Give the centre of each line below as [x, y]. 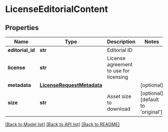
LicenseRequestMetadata [71, 85]
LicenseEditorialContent [57, 9]
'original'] [151, 112]
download [118, 109]
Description [121, 42]
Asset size [119, 96]
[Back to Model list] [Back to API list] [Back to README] [62, 124]
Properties [22, 28]
